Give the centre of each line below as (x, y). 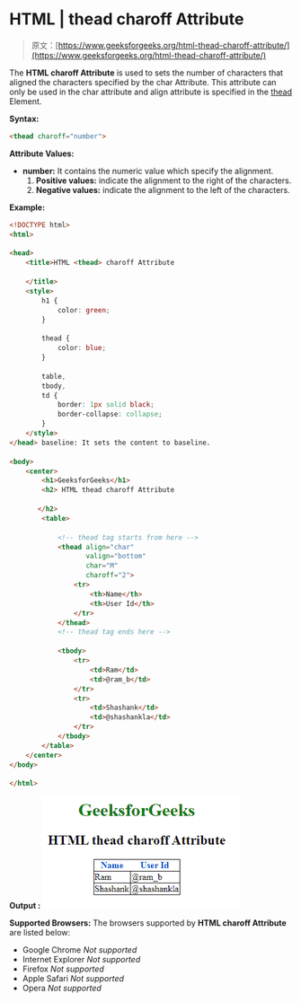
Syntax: (24, 119)
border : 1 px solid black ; (106, 405)
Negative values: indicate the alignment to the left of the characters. (163, 189)
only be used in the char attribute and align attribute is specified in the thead (150, 92)
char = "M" (102, 566)
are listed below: (40, 933)
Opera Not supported (62, 989)
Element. (26, 101)
